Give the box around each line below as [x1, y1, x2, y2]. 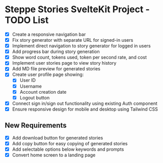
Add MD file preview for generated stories [12, 66, 100, 72]
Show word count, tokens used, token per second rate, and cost [12, 55, 147, 61]
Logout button [19, 94, 50, 100]
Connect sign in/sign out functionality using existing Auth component [12, 100, 157, 106]
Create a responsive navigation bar [12, 31, 86, 37]
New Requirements [5, 121, 67, 130]
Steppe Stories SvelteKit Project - [5, 4, 150, 15]
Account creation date [19, 89, 67, 95]
